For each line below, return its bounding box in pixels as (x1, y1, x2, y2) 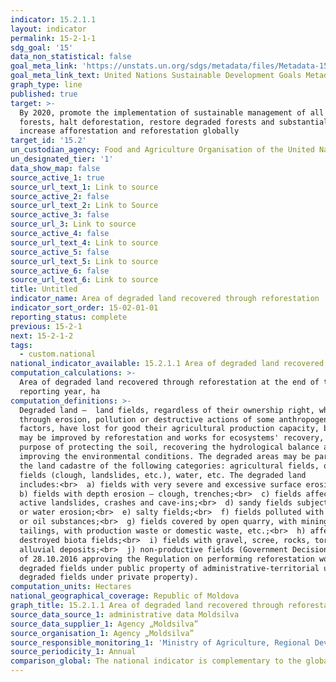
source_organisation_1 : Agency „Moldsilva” (10, 628, 195, 638)
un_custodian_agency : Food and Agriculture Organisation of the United (10, 145, 315, 155)
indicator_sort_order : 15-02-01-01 (10, 303, 159, 313)
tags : (10, 340, 33, 350)
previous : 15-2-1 (10, 321, 83, 331)
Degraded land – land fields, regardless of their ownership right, (19, 405, 315, 415)
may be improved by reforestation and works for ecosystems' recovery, (19, 433, 325, 443)
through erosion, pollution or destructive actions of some (19, 414, 275, 425)
